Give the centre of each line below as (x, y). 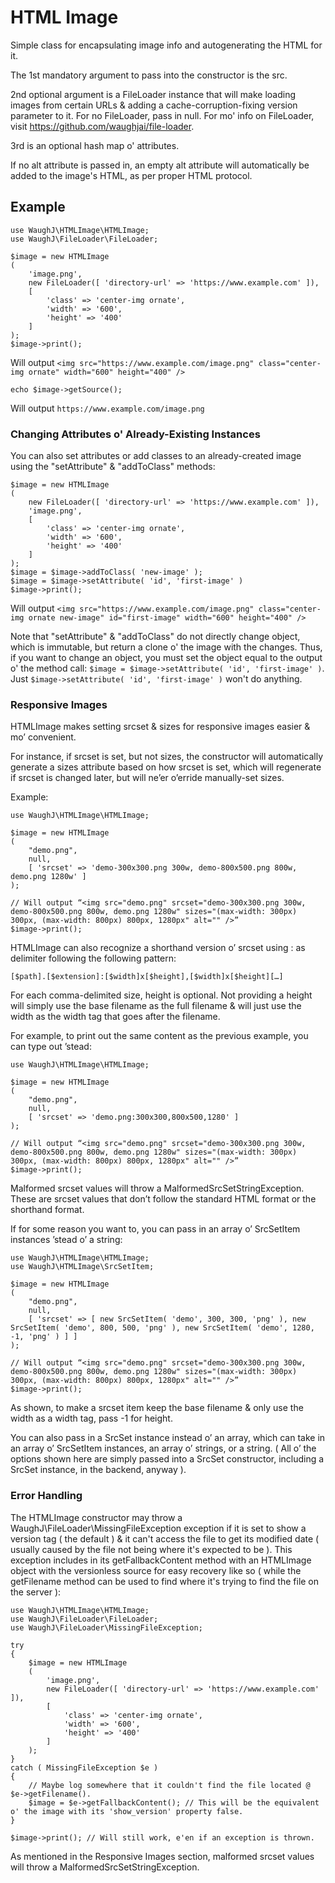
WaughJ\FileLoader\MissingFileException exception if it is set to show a (158, 1528)
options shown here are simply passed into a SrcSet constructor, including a (167, 1459)
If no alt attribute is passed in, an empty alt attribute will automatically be (160, 165)
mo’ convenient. (43, 737)
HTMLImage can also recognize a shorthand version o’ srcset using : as (158, 948)
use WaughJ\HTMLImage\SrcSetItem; (82, 1267)
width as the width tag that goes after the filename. (115, 1017)
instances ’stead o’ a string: (66, 1240)
